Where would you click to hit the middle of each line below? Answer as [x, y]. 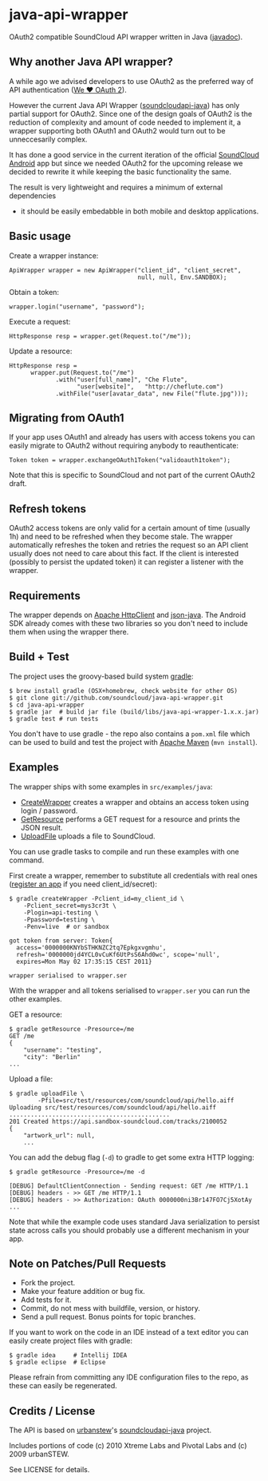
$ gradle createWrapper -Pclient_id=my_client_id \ [97, 898]
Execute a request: [40, 321]
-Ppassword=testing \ [59, 920]
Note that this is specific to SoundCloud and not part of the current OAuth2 [132, 475]
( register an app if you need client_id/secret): [83, 884]
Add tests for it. [46, 1300]
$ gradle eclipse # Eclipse [57, 1363]
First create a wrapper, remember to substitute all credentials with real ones [133, 875]
